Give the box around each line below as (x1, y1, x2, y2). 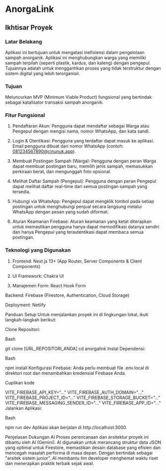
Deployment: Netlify (5, 302, 46, 308)
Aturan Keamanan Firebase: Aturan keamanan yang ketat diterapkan (12, 218, 152, 224)
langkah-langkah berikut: (5, 317, 56, 323)
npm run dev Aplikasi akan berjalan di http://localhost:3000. (5, 424, 127, 430)
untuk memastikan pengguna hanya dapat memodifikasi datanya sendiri (12, 224, 160, 230)
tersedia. (12, 189, 31, 195)
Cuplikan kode (5, 380, 35, 386)
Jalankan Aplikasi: (5, 405, 42, 411)
